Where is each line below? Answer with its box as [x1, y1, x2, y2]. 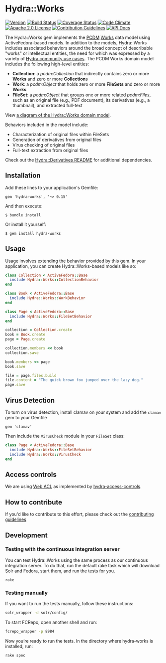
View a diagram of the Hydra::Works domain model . [5, 112, 111, 118]
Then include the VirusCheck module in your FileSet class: [5, 433, 125, 439]
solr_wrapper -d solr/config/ [5, 610, 68, 615]
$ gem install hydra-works [5, 231, 61, 236]
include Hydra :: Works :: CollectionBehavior [9, 277, 99, 282]
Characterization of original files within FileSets [12, 131, 109, 137]
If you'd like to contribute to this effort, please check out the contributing [5, 511, 154, 517]
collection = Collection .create [5, 328, 72, 332]
